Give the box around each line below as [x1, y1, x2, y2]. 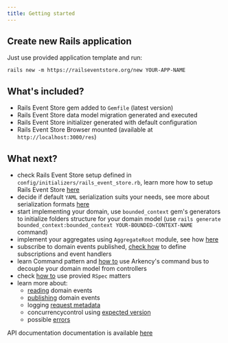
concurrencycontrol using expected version [27, 308, 151, 316]
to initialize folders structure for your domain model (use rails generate [16, 215, 221, 223]
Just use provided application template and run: [7, 54, 143, 62]
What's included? [7, 85, 84, 97]
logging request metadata [27, 301, 101, 309]
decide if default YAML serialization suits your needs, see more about [16, 193, 209, 201]
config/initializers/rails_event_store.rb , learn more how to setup [16, 178, 213, 187]
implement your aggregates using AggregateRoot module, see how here [16, 235, 218, 244]
